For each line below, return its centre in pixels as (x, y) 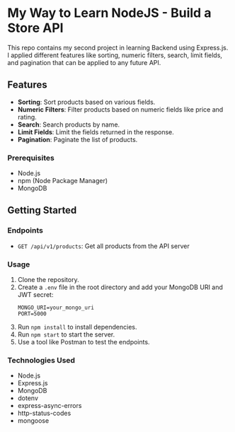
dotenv (28, 398)
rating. (27, 117)
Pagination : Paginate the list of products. (78, 139)
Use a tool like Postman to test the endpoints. (84, 342)
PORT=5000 (32, 314)
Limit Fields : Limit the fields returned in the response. (96, 132)
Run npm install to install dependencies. (77, 327)
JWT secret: (35, 295)
